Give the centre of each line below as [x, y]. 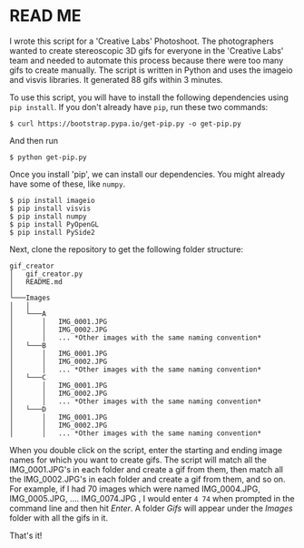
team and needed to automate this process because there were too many [147, 60]
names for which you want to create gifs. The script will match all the [138, 460]
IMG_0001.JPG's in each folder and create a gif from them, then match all [147, 469]
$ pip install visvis [50, 208]
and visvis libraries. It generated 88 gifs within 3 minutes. [117, 79]
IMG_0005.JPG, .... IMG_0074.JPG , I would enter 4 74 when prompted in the [152, 498]
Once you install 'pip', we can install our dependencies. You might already [147, 174]
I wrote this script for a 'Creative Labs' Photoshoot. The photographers [142, 41]
